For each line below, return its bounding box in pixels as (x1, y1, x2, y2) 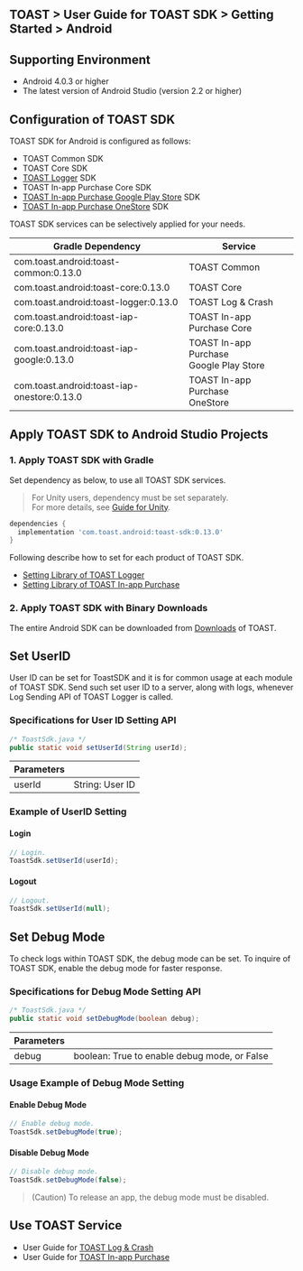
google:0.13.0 (14, 354, 75, 366)
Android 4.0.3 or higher (22, 76, 110, 87)
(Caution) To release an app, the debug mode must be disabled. (31, 1192, 269, 1202)
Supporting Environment (9, 51, 151, 67)
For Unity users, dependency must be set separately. (31, 492, 229, 503)
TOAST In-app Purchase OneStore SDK (22, 201, 170, 212)
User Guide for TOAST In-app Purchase (22, 1251, 170, 1262)
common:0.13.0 (14, 266, 83, 279)
